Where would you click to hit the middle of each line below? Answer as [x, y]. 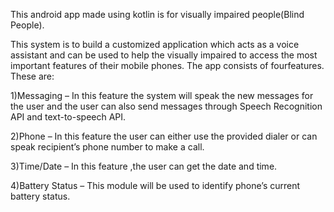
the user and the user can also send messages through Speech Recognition [166, 106]
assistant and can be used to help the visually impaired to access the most [164, 55]
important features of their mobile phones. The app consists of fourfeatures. [167, 65]
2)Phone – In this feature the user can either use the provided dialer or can [164, 136]
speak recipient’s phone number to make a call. [107, 147]
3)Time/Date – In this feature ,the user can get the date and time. [144, 166]
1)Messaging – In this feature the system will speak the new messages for [162, 95]
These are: [32, 76]
